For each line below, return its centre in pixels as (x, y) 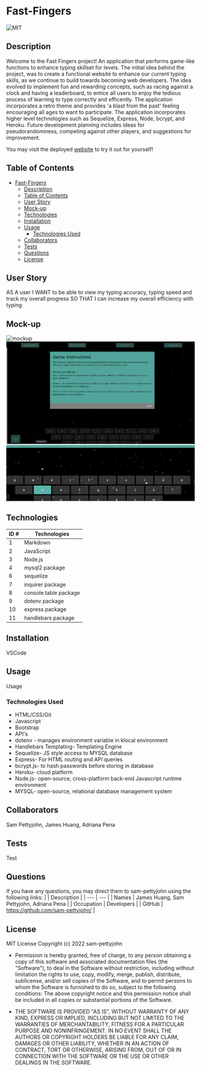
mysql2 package (44, 568)
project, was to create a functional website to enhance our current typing (96, 74)
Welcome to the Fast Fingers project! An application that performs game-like (100, 61)
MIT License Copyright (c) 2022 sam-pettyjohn (64, 944)
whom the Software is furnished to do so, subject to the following (95, 987)
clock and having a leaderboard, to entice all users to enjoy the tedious (94, 93)
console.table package (52, 593)
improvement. (23, 137)
